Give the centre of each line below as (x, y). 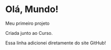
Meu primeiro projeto (27, 23)
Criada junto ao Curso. (29, 33)
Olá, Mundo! (32, 9)
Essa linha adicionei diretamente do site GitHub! (56, 43)
